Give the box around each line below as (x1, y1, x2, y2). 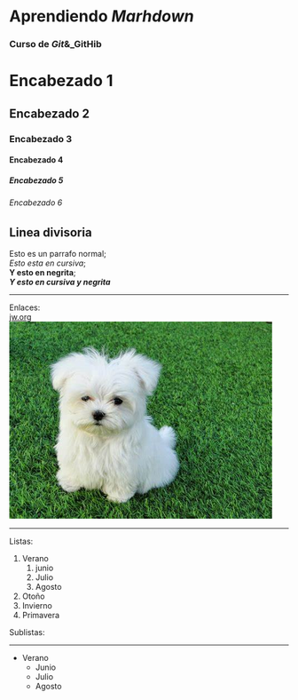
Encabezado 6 (9, 197, 63, 208)
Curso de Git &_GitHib (9, 38, 102, 51)
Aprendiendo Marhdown (9, 6, 194, 27)
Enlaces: (9, 302, 41, 313)
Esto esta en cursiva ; (9, 258, 87, 268)
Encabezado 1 (9, 71, 114, 91)
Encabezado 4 (9, 155, 64, 165)
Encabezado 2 (9, 106, 90, 121)
